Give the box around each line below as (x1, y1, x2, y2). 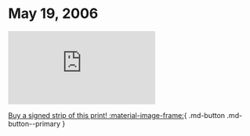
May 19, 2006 (8, 5, 99, 23)
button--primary (8, 119, 61, 128)
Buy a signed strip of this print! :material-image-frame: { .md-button (8, 110, 226, 120)
